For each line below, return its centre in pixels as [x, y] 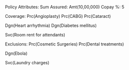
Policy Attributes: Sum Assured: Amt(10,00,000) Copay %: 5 [65, 7]
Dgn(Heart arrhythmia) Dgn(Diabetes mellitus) [51, 25]
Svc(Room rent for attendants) [35, 35]
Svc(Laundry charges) [27, 63]
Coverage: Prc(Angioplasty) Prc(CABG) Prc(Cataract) [58, 16]
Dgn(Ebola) [16, 53]
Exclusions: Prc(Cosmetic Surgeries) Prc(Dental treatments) [64, 44]
